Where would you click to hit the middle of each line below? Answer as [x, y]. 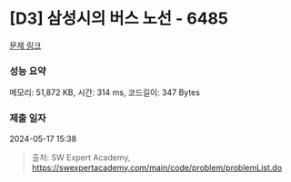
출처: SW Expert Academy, [81, 157]
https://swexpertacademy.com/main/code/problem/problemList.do [157, 168]
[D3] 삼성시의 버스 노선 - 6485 [119, 19]
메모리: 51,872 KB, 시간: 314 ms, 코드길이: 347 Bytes [105, 92]
